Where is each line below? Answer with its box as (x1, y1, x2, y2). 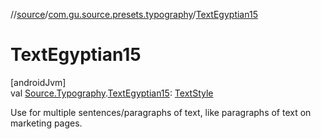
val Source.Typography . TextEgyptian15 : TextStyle (10, 87, 214, 99)
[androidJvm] (10, 76, 67, 88)
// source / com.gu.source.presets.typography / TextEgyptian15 (10, 9, 258, 20)
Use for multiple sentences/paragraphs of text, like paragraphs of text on (10, 106, 312, 118)
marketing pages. (10, 117, 83, 129)
